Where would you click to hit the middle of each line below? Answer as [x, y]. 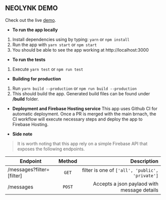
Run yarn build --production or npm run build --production [74, 88]
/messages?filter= [29, 169]
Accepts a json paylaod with [126, 184]
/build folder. [25, 99]
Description [144, 161]
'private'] [146, 175]
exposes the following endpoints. [51, 149]
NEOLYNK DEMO [32, 8]
